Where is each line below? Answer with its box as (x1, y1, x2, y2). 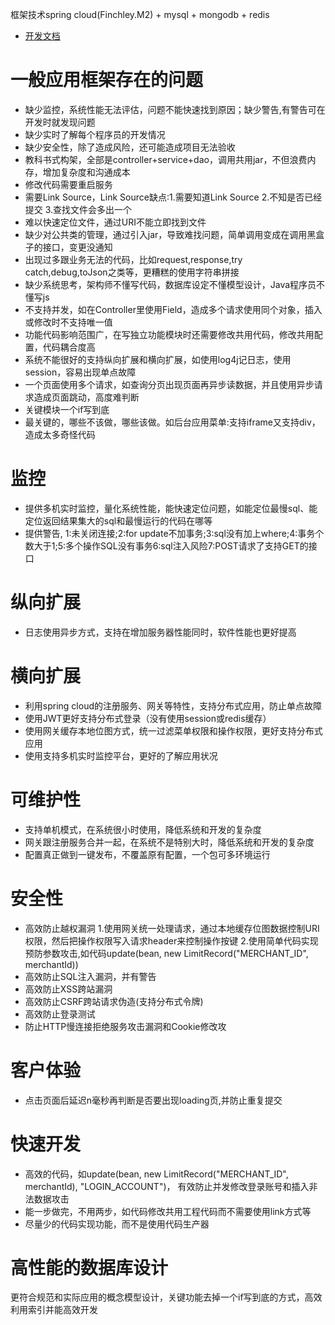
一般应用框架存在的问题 (10, 69, 204, 92)
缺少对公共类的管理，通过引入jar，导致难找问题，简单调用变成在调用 (24, 228, 308, 240)
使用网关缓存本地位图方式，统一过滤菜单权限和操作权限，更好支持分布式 (24, 724, 323, 737)
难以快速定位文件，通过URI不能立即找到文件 (24, 216, 207, 228)
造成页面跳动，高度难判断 (33, 391, 140, 403)
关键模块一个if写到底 (24, 403, 110, 415)
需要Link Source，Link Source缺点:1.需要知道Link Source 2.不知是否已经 (24, 191, 323, 203)
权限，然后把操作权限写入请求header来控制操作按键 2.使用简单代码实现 (24, 934, 319, 947)
